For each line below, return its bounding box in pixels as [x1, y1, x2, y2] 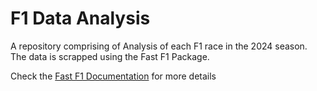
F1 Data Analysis [10, 7, 151, 30]
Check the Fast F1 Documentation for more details [10, 70, 217, 82]
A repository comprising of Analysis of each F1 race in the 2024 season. [10, 40, 308, 52]
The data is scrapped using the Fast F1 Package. [10, 50, 210, 62]
